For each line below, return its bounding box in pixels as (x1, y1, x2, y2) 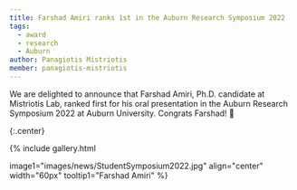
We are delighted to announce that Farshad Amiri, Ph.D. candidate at (9, 88, 265, 100)
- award (17, 30, 47, 39)
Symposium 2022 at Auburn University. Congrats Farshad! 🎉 (9, 108, 235, 119)
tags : (9, 22, 30, 31)
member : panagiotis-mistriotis (9, 64, 128, 73)
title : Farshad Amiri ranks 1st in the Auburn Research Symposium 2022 (9, 13, 285, 23)
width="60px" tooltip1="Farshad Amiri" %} (9, 169, 168, 181)
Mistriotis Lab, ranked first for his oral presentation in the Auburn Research (9, 98, 288, 109)
